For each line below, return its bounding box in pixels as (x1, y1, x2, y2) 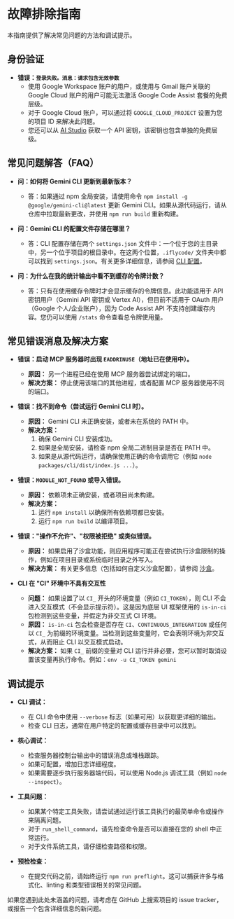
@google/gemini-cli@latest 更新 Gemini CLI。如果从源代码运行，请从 (27, 200, 227, 209)
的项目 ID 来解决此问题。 (27, 117, 99, 125)
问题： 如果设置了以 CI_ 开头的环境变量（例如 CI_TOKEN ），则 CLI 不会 (27, 594, 226, 602)
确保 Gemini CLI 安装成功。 (38, 435, 117, 443)
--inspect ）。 (27, 778, 66, 786)
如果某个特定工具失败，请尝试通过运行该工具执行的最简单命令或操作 (27, 807, 224, 816)
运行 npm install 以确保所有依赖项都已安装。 (38, 509, 169, 517)
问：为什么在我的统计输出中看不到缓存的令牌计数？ (17, 271, 165, 280)
